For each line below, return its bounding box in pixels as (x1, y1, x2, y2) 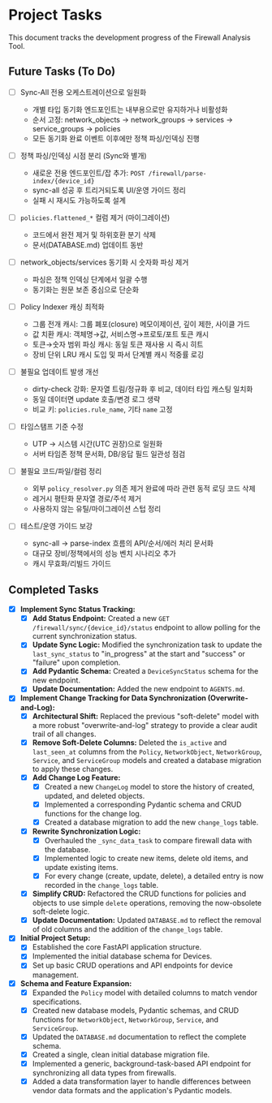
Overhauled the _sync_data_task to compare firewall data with (44, 835, 253, 845)
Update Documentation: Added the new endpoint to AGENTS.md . (32, 684, 245, 694)
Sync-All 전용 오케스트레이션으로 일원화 (19, 87, 147, 97)
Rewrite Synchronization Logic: (32, 826, 141, 836)
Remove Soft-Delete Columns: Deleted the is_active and (32, 737, 227, 748)
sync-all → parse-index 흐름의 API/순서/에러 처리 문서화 (32, 538, 214, 549)
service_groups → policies (32, 123, 121, 133)
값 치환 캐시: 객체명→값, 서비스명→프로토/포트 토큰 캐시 (32, 330, 209, 339)
